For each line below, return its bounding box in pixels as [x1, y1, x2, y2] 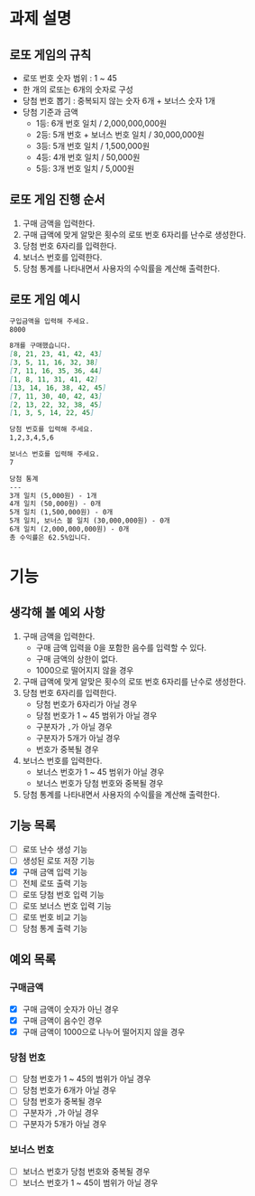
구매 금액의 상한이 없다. [35, 653, 119, 664]
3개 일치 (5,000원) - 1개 [9, 491, 97, 500]
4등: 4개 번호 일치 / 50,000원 [35, 152, 141, 163]
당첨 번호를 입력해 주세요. [9, 425, 94, 434]
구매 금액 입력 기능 [22, 866, 88, 877]
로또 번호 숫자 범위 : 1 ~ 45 [22, 73, 117, 83]
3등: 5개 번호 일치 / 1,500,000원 [35, 141, 150, 151]
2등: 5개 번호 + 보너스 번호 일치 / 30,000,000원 [35, 129, 205, 140]
